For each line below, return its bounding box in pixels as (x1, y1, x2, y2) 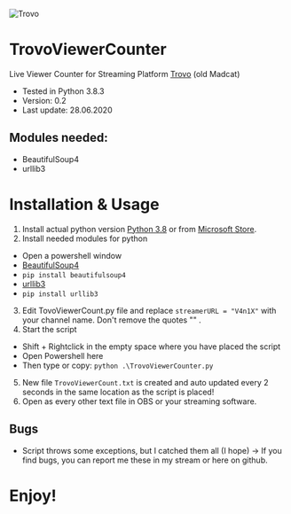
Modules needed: (9, 130, 108, 145)
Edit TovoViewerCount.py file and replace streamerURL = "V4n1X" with (21, 305, 277, 315)
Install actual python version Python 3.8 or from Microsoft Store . (21, 223, 257, 234)
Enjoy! (9, 486, 58, 505)
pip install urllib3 (21, 289, 98, 299)
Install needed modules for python (21, 233, 148, 244)
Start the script (21, 323, 77, 334)
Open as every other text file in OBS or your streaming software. (21, 395, 257, 407)
